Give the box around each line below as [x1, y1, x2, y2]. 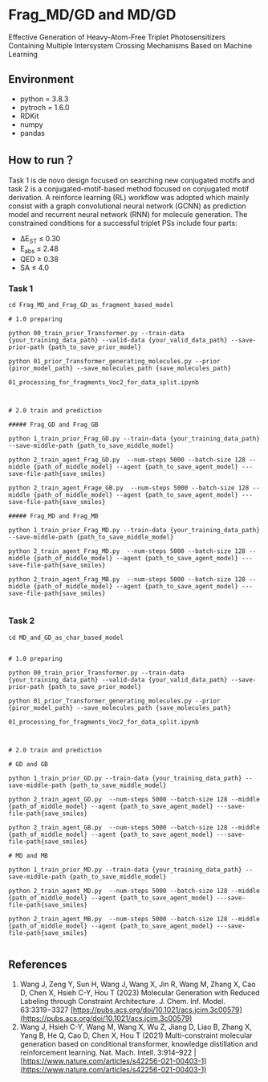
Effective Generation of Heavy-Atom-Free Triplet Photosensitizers [8, 32, 226, 42]
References [8, 958, 67, 972]
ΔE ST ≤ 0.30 [19, 233, 61, 245]
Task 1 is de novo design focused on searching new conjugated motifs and [8, 175, 255, 185]
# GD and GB [8, 760, 48, 768]
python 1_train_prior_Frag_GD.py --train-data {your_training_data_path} [8, 435, 261, 443]
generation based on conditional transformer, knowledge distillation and [19, 1039, 258, 1048]
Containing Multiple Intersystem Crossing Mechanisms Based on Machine [8, 40, 253, 50]
